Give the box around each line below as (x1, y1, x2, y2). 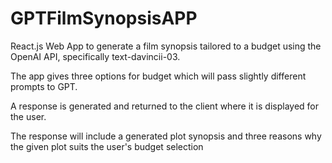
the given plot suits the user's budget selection (10, 140, 204, 152)
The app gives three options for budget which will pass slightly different (10, 70, 307, 82)
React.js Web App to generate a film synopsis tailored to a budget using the (10, 40, 322, 52)
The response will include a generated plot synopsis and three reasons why (10, 130, 322, 142)
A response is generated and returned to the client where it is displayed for (10, 100, 319, 112)
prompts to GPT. (10, 80, 78, 92)
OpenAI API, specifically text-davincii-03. (10, 50, 181, 62)
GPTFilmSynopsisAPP (10, 7, 198, 30)
